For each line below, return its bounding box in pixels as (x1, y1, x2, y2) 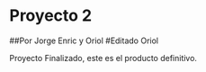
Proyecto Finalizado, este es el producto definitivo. (9, 52, 198, 63)
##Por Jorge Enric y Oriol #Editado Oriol (9, 35, 159, 46)
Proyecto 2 (9, 5, 93, 26)
